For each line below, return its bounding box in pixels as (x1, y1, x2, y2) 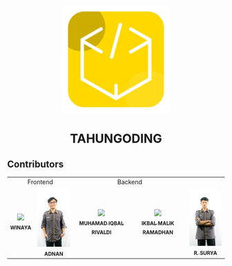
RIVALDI (91, 229, 112, 236)
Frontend (27, 178, 54, 186)
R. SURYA (193, 250, 217, 257)
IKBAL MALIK (141, 220, 175, 227)
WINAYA (10, 225, 32, 232)
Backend (117, 178, 143, 186)
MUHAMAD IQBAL (79, 220, 124, 227)
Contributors (7, 158, 64, 170)
